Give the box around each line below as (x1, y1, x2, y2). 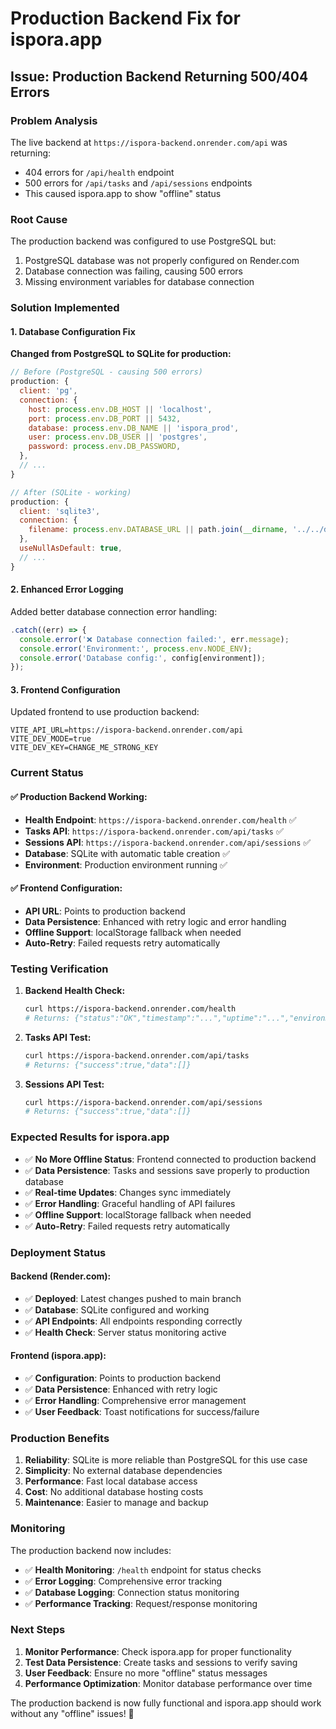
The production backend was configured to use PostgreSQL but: (10, 235, 277, 247)
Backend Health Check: (24, 985, 126, 997)
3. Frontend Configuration (10, 683, 121, 696)
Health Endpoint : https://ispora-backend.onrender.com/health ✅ (24, 813, 297, 826)
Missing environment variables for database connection (24, 276, 255, 288)
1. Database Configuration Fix (10, 325, 136, 337)
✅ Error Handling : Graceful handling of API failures (24, 1197, 236, 1209)
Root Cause (10, 212, 68, 226)
